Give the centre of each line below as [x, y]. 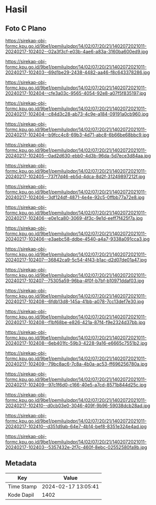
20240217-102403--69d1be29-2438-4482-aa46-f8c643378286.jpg [77, 72]
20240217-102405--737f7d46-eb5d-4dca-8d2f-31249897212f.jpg [75, 176]
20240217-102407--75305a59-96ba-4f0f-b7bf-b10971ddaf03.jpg [75, 281]
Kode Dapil [21, 495]
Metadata [21, 463]
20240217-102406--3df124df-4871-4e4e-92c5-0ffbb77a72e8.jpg [75, 197]
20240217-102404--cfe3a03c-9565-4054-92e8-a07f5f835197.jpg [76, 93]
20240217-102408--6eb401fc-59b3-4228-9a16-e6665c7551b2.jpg [76, 343]
